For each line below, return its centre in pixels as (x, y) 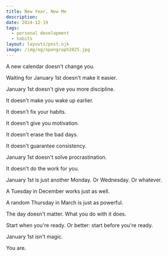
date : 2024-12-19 (27, 22)
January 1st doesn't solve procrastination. (56, 157)
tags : (13, 28)
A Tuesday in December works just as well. (58, 191)
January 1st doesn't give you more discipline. (61, 89)
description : (22, 17)
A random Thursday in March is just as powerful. (65, 202)
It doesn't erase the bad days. (42, 134)
